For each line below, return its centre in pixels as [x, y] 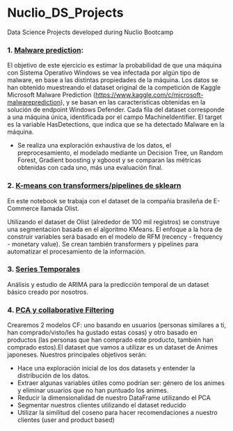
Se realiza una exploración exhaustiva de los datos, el [94, 146]
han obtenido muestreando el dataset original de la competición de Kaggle [114, 88]
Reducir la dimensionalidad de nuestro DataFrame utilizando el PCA [114, 398]
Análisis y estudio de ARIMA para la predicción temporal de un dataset [108, 284]
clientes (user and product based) [66, 420]
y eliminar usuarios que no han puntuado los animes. [93, 391]
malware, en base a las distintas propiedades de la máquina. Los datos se [113, 80]
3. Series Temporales [44, 269]
